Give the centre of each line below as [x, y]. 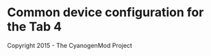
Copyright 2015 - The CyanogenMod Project [70, 45]
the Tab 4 [35, 27]
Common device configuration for [105, 12]
